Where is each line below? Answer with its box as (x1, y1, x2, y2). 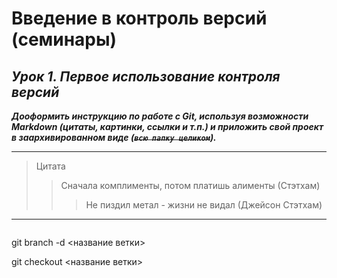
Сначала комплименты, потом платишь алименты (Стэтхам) (60, 180, 321, 191)
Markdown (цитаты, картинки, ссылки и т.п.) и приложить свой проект (11, 121, 324, 132)
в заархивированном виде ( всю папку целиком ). (11, 132, 217, 143)
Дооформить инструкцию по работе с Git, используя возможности (11, 110, 309, 122)
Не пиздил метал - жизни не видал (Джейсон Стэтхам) (85, 199, 323, 211)
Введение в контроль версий (11, 7, 268, 30)
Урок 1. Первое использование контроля (11, 68, 281, 85)
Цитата (35, 160, 66, 172)
